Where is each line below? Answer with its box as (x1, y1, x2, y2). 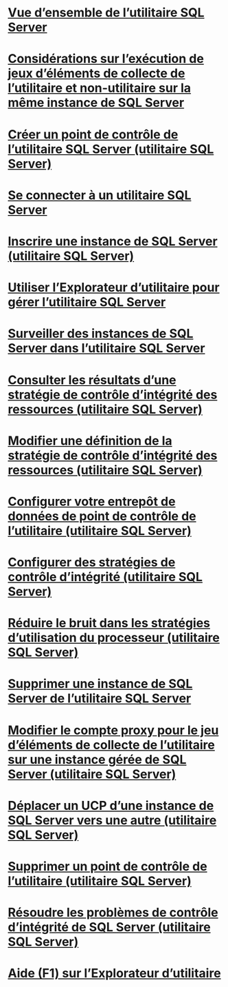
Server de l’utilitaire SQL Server (8, 691, 192, 706)
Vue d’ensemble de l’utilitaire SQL (8, 5, 205, 21)
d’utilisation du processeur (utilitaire (8, 630, 220, 646)
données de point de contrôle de (8, 508, 196, 524)
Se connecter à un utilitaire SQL (8, 187, 192, 203)
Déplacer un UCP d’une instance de (8, 797, 214, 813)
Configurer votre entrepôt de (8, 493, 176, 509)
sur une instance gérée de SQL (8, 751, 187, 767)
